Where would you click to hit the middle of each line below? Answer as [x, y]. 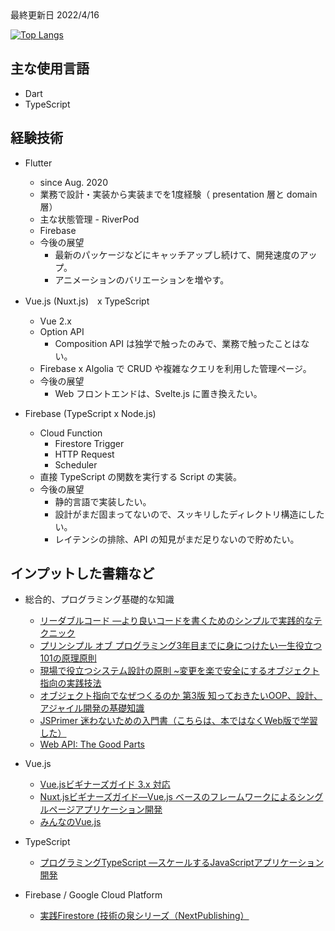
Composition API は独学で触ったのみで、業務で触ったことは [178, 343]
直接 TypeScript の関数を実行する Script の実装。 [140, 476]
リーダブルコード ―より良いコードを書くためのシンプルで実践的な [176, 621]
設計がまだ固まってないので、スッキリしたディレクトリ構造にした [189, 514]
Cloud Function [71, 433]
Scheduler [76, 464]
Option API [62, 331]
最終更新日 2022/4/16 [55, 15]
